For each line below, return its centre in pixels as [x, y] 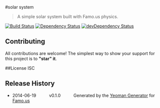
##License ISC [20, 68]
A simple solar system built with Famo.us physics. [67, 16]
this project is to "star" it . [31, 58]
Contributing [25, 41]
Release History [30, 84]
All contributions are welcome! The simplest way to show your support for [80, 53]
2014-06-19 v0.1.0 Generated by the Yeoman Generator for [83, 95]
